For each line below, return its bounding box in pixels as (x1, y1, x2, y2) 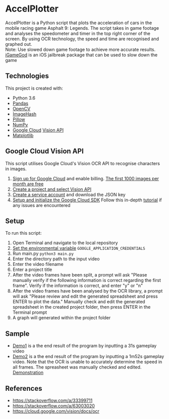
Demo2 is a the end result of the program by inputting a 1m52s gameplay (12, 354, 164, 360)
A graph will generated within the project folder (12, 315, 111, 321)
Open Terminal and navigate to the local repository (12, 240, 118, 246)
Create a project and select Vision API (12, 186, 92, 192)
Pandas (12, 100, 29, 106)
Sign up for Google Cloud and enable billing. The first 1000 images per (12, 175, 159, 181)
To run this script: (5, 230, 42, 236)
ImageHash (12, 111, 37, 117)
